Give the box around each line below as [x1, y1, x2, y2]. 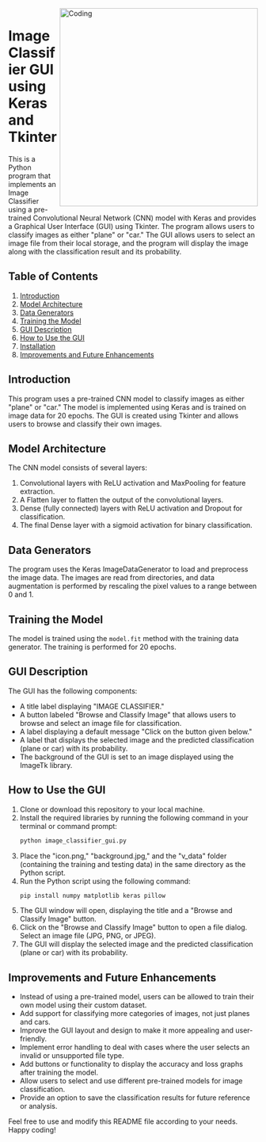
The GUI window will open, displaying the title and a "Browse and [19, 906, 233, 915]
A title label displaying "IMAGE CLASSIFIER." [19, 701, 165, 711]
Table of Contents [8, 269, 99, 284]
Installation [19, 341, 56, 351]
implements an [8, 179, 57, 189]
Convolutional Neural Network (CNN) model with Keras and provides [32, 213, 256, 223]
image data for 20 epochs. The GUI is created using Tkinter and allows [8, 411, 239, 420]
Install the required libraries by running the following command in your [19, 812, 249, 823]
